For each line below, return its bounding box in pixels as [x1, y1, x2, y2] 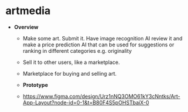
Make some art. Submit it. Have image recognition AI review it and [22, 35, 183, 42]
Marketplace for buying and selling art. [22, 70, 117, 77]
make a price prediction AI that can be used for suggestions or [22, 41, 174, 48]
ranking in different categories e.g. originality [22, 47, 132, 54]
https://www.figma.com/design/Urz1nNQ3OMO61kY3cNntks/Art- [22, 93, 180, 100]
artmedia [5, 4, 51, 18]
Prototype [22, 81, 48, 89]
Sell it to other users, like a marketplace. [22, 59, 120, 66]
